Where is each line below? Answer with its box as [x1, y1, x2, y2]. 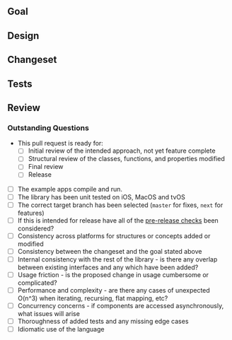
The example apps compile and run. [17, 184, 122, 193]
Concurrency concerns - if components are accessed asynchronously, [17, 302, 224, 310]
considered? [17, 224, 54, 233]
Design [7, 30, 40, 42]
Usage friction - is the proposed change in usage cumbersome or [17, 270, 209, 279]
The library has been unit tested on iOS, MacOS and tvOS [17, 192, 185, 201]
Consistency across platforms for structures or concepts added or [17, 231, 211, 240]
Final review [28, 163, 64, 171]
